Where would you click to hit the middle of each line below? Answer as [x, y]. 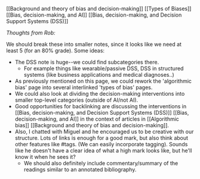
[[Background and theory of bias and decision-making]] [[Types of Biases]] [99, 9]
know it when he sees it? [45, 157]
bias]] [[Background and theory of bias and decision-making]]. [92, 125]
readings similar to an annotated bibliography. [80, 169]
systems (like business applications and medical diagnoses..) [99, 75]
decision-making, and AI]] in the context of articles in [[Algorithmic [97, 119]
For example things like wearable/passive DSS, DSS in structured [104, 68]
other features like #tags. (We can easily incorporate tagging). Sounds [101, 144]
